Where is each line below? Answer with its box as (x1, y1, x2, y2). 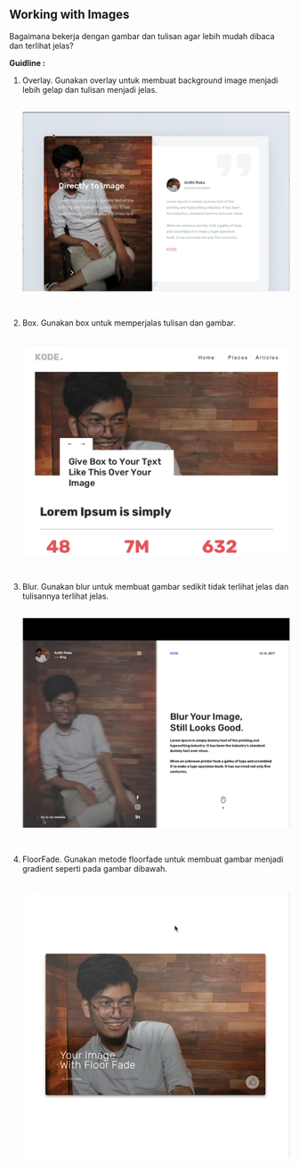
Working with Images (9, 7, 130, 22)
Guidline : (9, 57, 46, 68)
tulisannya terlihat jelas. (21, 591, 109, 601)
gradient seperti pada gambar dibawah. (21, 864, 167, 874)
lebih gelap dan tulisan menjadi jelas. (21, 84, 158, 95)
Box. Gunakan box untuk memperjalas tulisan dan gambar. (21, 317, 236, 328)
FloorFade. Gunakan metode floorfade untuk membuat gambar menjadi (21, 854, 284, 864)
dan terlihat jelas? (9, 40, 74, 51)
